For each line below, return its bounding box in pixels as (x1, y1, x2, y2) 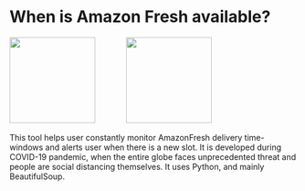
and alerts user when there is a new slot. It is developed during (45, 142, 282, 153)
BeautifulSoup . (9, 171, 66, 182)
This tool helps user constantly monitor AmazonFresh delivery (9, 132, 243, 143)
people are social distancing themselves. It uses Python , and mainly (9, 161, 265, 172)
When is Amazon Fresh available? (9, 6, 271, 27)
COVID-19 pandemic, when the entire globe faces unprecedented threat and (9, 151, 297, 162)
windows (9, 142, 44, 153)
